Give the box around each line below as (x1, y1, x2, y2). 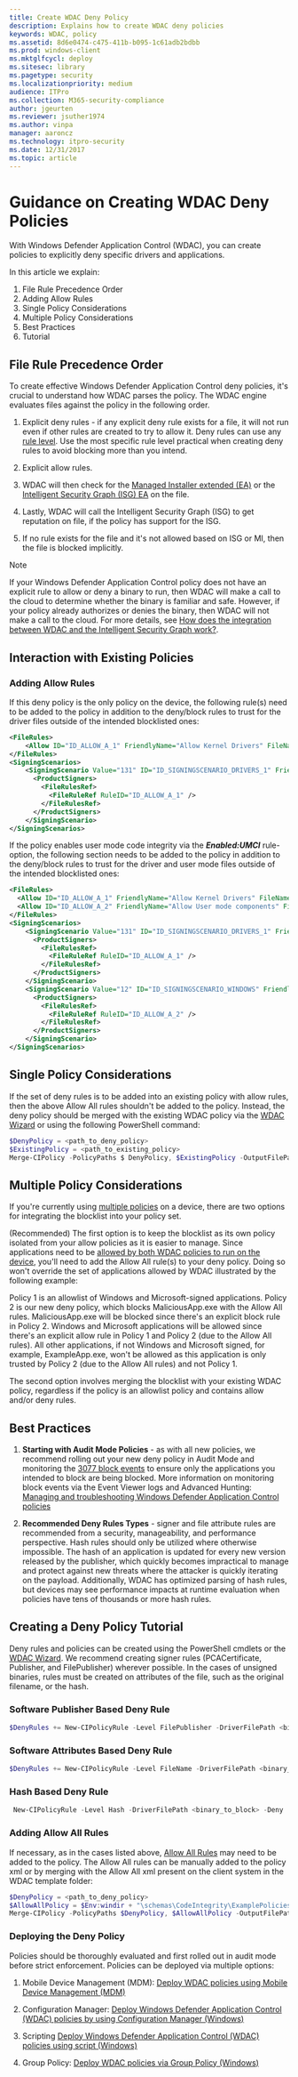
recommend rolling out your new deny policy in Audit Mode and (21, 1453, 255, 1464)
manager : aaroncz (9, 129, 74, 138)
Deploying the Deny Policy (9, 1930, 126, 1943)
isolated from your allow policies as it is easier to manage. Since (9, 1237, 244, 1248)
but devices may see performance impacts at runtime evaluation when (21, 1584, 280, 1595)
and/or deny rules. (9, 1395, 77, 1405)
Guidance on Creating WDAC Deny (9, 192, 270, 212)
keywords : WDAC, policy (9, 29, 98, 38)
